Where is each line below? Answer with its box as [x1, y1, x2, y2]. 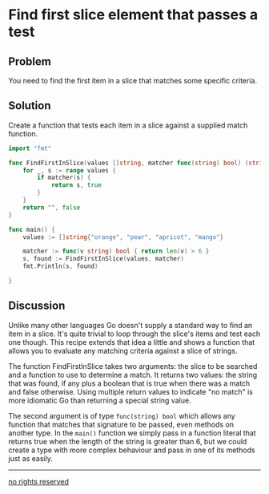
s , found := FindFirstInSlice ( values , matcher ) [22, 255, 184, 263]
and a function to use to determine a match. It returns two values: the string [8, 370, 258, 379]
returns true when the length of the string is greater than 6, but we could [8, 436, 247, 446]
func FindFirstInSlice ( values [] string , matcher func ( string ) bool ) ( [8, 159, 249, 167]
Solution [8, 99, 51, 113]
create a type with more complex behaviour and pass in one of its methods [8, 445, 255, 455]
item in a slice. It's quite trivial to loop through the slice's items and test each [8, 329, 261, 338]
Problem [8, 55, 52, 68]
